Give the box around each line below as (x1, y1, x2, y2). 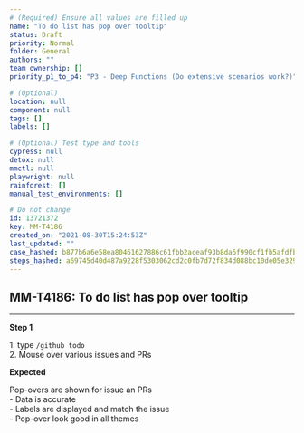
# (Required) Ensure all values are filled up (9, 13, 188, 23)
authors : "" (9, 55, 54, 64)
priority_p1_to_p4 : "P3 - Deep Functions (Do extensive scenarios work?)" (9, 72, 298, 82)
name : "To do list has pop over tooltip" (9, 22, 168, 31)
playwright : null (9, 172, 75, 181)
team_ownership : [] (9, 64, 83, 73)
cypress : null (9, 147, 63, 157)
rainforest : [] (9, 180, 67, 190)
